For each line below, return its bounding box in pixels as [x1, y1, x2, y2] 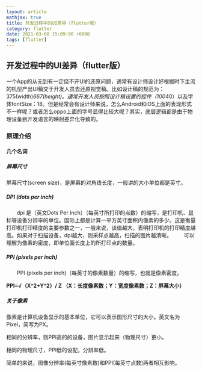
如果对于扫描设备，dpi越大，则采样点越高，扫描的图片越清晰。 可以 [16, 232, 195, 239]
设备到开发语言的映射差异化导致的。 [11, 115, 101, 122]
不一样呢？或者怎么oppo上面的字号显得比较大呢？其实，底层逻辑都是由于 [6, 108, 188, 115]
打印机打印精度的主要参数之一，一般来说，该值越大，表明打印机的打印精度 [6, 224, 191, 232]
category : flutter [6, 25, 52, 32]
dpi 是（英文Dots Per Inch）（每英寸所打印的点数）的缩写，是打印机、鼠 [16, 209, 194, 217]
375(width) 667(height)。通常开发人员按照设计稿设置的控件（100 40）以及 [6, 93, 188, 100]
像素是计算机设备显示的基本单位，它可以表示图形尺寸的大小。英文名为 [6, 314, 180, 321]
